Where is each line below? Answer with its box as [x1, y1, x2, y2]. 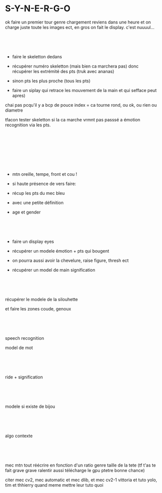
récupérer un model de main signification [12, 267, 95, 273]
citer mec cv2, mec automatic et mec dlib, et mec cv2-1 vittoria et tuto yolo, [5, 477, 158, 483]
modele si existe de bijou [5, 403, 55, 409]
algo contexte [5, 433, 33, 439]
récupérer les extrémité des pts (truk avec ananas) [12, 68, 115, 74]
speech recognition [5, 335, 44, 341]
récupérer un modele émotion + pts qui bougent [12, 248, 109, 254]
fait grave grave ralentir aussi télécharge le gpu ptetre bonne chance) [5, 467, 145, 473]
